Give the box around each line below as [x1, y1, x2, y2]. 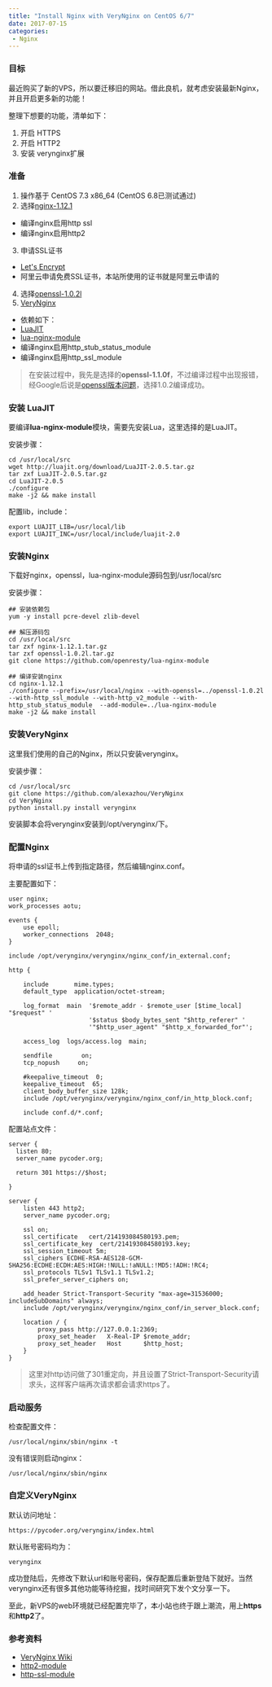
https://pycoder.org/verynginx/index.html [8, 1526, 155, 1535]
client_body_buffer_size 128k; [23, 1088, 129, 1096]
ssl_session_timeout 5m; [23, 1247, 107, 1255]
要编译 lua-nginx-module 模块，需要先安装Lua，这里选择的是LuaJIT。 [8, 423, 242, 432]
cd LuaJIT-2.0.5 [8, 477, 64, 485]
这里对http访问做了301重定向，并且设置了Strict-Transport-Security [28, 1369, 252, 1379]
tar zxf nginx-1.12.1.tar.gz [8, 642, 107, 651]
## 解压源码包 [8, 629, 50, 637]
